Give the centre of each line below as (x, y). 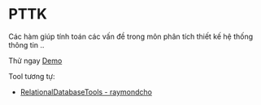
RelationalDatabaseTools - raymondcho (86, 92)
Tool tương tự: (32, 76)
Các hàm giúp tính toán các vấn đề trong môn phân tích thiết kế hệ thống (131, 36)
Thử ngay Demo (35, 61)
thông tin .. (26, 44)
